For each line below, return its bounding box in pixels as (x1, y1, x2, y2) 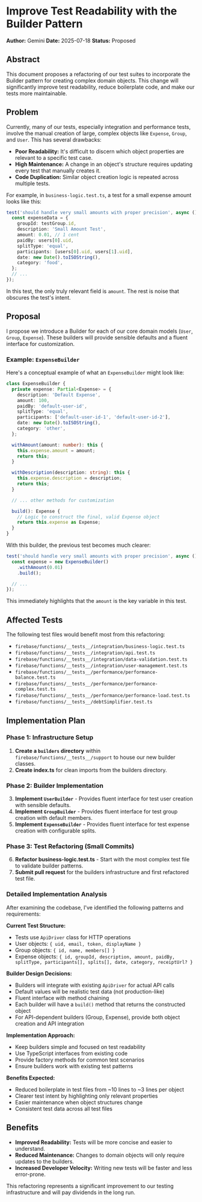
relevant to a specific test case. (14, 154, 93, 161)
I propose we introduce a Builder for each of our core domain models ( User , (6, 327, 194, 335)
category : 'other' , (17, 426, 66, 432)
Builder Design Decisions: (6, 969, 72, 977)
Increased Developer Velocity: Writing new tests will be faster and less (14, 1164, 192, 1171)
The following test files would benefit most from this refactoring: (6, 631, 165, 638)
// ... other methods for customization (11, 497, 114, 503)
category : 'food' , (17, 260, 63, 266)
